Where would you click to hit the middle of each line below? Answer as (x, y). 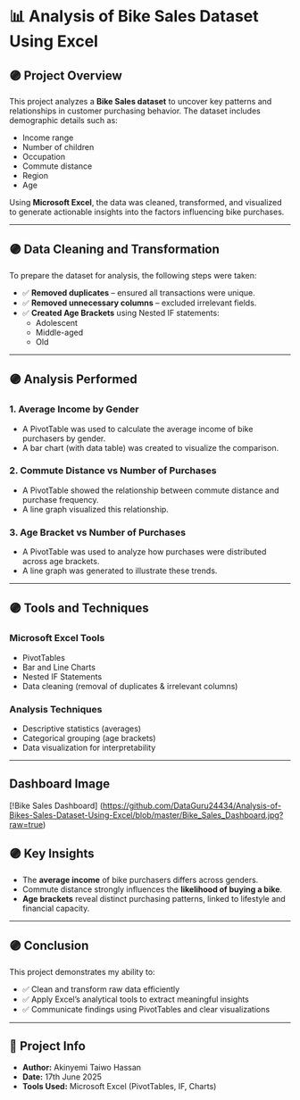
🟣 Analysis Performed (73, 379)
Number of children (58, 147)
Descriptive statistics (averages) (81, 729)
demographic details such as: (63, 120)
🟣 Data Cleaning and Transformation (115, 250)
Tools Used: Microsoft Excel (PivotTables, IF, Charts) (119, 1087)
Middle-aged (59, 332)
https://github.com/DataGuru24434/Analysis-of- (192, 805)
